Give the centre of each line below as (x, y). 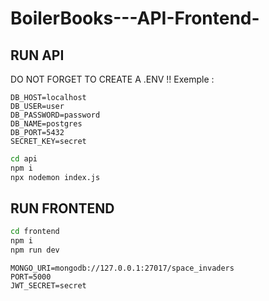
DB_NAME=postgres (46, 124)
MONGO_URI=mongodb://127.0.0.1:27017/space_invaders (122, 268)
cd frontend (35, 232)
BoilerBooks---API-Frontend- (135, 18)
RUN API (37, 55)
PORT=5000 (31, 277)
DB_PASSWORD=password (55, 115)
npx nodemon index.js (55, 177)
